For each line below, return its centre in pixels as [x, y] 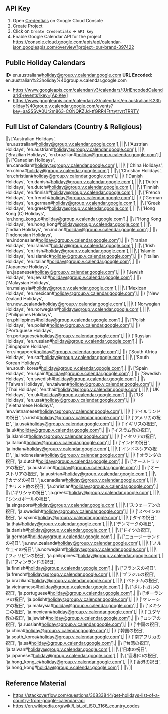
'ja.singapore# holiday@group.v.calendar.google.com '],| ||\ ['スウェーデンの [83, 505]
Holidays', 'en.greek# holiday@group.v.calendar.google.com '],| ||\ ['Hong [80, 208]
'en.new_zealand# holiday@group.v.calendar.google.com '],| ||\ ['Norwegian [83, 304]
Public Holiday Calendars [46, 63]
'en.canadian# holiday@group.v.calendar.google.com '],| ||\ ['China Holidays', [84, 165]
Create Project [27, 26]
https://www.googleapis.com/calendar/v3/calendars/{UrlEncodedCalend [88, 90]
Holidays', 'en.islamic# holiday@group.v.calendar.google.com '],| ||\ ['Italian [82, 256]
